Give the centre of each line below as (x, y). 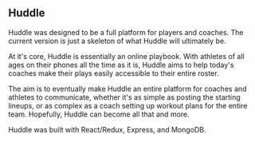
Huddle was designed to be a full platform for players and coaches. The (126, 32)
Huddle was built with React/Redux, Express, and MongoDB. (107, 129)
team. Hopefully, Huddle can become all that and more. (99, 114)
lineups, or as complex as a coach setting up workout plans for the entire (128, 105)
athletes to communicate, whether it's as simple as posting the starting (124, 97)
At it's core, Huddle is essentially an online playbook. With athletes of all (126, 56)
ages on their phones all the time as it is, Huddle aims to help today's (121, 65)
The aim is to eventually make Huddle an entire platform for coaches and (127, 89)
